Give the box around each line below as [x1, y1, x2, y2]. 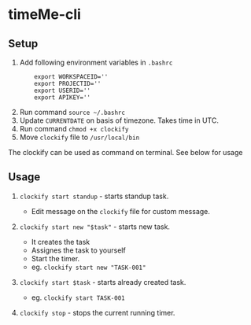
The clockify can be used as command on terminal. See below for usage [8, 148, 243, 157]
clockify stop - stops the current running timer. [19, 308, 175, 317]
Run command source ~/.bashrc [19, 108, 126, 116]
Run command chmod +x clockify [19, 124, 129, 133]
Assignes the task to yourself [31, 246, 126, 255]
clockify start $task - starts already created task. [19, 277, 186, 286]
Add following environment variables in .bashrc [19, 57, 173, 67]
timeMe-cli [8, 6, 81, 24]
